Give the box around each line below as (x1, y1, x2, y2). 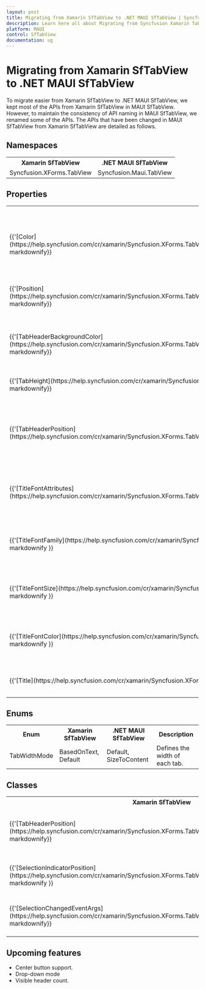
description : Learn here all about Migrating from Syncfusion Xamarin (6, 20, 190, 26)
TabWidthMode (9, 752, 54, 760)
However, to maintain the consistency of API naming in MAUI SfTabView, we (6, 109, 197, 117)
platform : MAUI (6, 26, 45, 32)
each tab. (156, 759, 184, 768)
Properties (6, 189, 48, 200)
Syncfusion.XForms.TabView (9, 168, 92, 177)
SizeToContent (106, 755, 149, 764)
